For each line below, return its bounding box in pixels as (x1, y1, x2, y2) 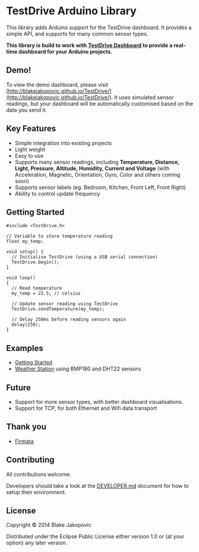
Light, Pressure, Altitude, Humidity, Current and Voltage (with (14, 165, 170, 172)
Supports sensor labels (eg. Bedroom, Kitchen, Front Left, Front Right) (14, 183, 186, 191)
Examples (6, 343, 43, 353)
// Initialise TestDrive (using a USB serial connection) (11, 254, 159, 260)
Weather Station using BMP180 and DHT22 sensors (14, 365, 141, 372)
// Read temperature (11, 286, 62, 291)
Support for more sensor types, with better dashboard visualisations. (14, 399, 184, 405)
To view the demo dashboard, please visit (6, 81, 109, 88)
